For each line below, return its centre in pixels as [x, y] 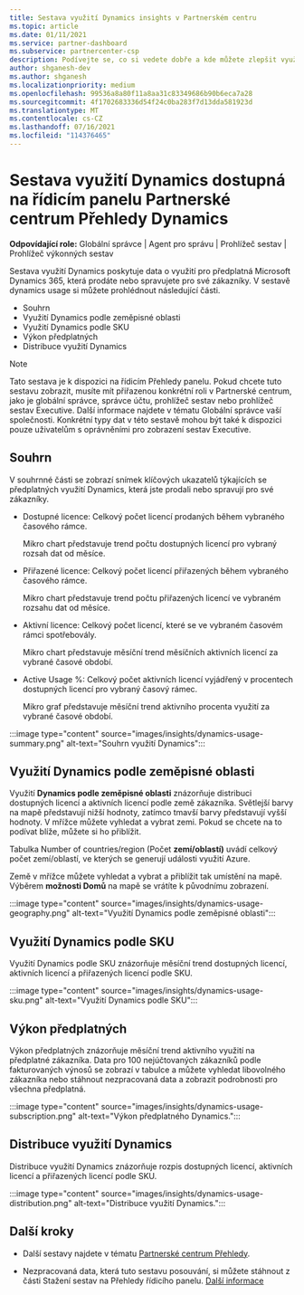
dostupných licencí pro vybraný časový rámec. [110, 689]
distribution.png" [41, 1203]
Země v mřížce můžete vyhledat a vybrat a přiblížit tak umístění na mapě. [146, 876]
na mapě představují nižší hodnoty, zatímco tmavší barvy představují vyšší [148, 813]
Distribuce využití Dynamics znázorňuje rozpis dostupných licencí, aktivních [151, 1166]
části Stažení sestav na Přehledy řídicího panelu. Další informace [143, 1281]
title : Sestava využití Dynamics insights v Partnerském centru [133, 18]
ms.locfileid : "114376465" [60, 136]
